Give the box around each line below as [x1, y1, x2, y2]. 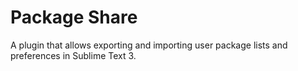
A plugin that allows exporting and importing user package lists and [10, 39, 288, 51]
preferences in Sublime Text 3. [10, 49, 137, 61]
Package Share [10, 6, 138, 29]
